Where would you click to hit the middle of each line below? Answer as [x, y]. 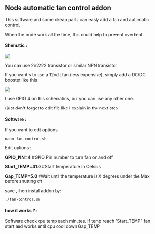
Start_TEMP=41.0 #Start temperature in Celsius [53, 167]
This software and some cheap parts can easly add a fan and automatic [77, 19]
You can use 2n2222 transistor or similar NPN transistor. [62, 66]
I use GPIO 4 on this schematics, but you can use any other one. [69, 99]
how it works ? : [21, 210]
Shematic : [16, 45]
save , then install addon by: [33, 191]
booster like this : [22, 80]
